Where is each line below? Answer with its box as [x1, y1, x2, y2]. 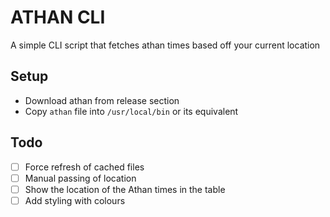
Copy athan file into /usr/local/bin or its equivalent [24, 105, 239, 117]
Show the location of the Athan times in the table [24, 183, 226, 195]
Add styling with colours [24, 194, 126, 206]
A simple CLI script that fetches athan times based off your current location [10, 39, 321, 51]
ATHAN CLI [10, 6, 106, 29]
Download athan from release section [24, 94, 180, 106]
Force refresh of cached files [24, 161, 145, 173]
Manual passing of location [24, 172, 137, 184]
